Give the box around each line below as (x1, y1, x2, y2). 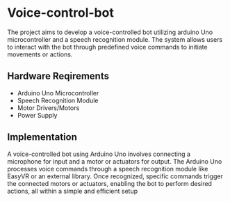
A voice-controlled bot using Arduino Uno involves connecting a (7, 150, 191, 158)
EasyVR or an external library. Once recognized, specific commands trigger (7, 172, 224, 180)
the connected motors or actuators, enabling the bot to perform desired (7, 179, 212, 187)
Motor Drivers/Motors (17, 103, 80, 112)
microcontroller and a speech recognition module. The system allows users (7, 35, 223, 43)
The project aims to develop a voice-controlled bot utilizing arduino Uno (7, 28, 213, 36)
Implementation (7, 131, 78, 143)
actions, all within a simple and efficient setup (7, 187, 138, 195)
